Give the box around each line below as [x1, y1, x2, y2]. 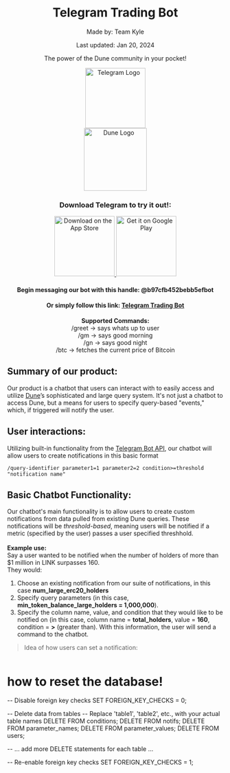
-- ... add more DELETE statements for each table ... [7, 745, 154, 753]
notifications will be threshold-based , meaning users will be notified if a [7, 522, 209, 530]
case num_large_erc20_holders [16, 586, 109, 595]
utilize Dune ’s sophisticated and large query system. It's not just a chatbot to [7, 391, 223, 399]
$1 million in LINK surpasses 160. [7, 559, 100, 567]
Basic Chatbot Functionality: [7, 489, 132, 501]
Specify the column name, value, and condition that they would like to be [16, 608, 223, 616]
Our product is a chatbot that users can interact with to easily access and [7, 383, 215, 392]
